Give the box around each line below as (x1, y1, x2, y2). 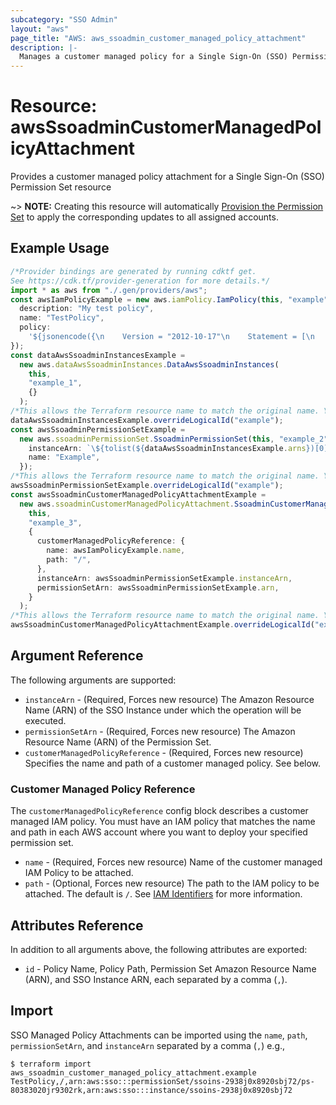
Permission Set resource (10, 181, 112, 193)
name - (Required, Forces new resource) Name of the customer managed (24, 856, 323, 868)
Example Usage (10, 240, 110, 257)
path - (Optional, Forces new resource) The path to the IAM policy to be (24, 877, 320, 890)
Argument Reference (10, 647, 144, 665)
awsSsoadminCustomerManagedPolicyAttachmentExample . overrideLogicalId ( (10, 620, 315, 630)
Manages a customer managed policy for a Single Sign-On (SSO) (19, 52, 288, 62)
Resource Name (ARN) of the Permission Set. (24, 736, 212, 748)
